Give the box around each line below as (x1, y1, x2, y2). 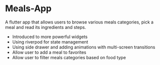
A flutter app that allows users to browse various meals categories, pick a (5, 19, 154, 25)
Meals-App (5, 3, 52, 14)
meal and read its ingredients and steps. (5, 24, 86, 30)
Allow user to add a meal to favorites (12, 49, 87, 55)
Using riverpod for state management (12, 39, 88, 44)
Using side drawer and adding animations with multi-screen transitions (12, 44, 156, 50)
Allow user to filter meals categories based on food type (12, 54, 126, 60)
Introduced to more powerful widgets (12, 34, 88, 40)
